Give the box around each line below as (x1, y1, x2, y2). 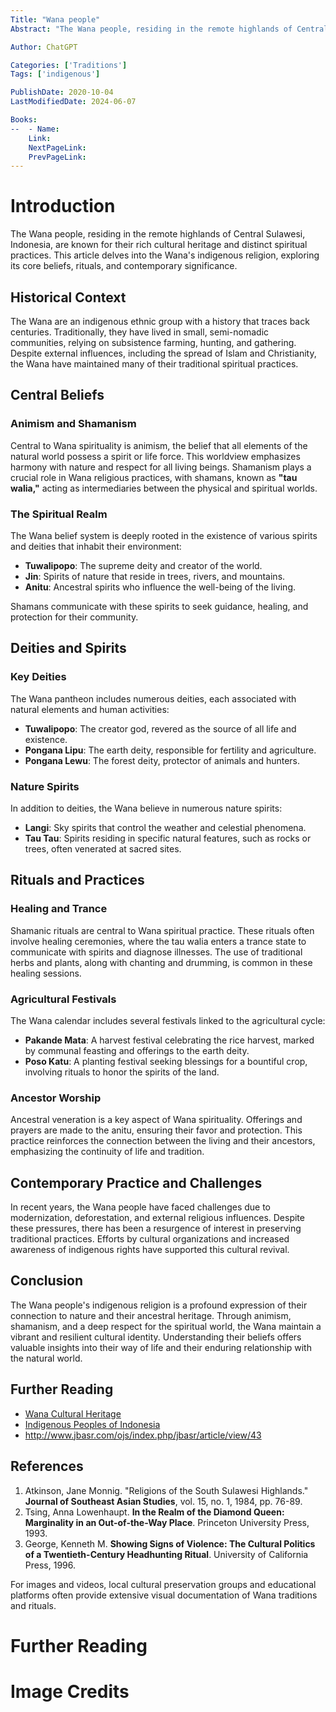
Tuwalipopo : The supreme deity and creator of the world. (24, 559, 263, 571)
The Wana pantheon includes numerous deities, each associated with (10, 692, 297, 705)
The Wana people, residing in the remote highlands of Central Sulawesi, (10, 228, 306, 240)
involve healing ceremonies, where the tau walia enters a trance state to (10, 935, 307, 947)
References (10, 1458, 84, 1475)
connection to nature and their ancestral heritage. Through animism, (10, 1309, 292, 1321)
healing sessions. (10, 967, 82, 979)
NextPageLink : (28, 142, 87, 153)
